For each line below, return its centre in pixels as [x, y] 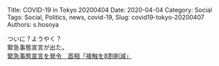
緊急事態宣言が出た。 [37, 47]
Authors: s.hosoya [33, 24]
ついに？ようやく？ [35, 38]
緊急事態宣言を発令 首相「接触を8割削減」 [70, 56]
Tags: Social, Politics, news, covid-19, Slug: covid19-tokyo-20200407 [106, 17]
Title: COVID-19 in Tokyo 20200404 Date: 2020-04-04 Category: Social [110, 10]
